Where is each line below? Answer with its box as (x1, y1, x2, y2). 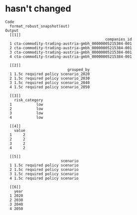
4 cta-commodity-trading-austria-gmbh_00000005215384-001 (9, 54, 133, 59)
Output (5, 28, 19, 33)
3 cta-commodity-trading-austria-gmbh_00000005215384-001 (9, 50, 133, 55)
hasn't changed (5, 3, 71, 14)
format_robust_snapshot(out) (9, 23, 70, 29)
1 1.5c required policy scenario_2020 (9, 72, 90, 76)
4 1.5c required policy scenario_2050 (9, 84, 90, 89)
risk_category (14, 97, 43, 102)
